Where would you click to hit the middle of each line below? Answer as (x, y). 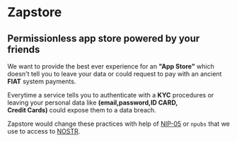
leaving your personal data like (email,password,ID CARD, (93, 102)
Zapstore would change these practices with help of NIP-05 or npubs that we (118, 124)
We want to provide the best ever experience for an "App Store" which (111, 66)
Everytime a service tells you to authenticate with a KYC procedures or (111, 95)
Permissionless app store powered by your (104, 39)
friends (24, 49)
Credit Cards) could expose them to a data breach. (82, 110)
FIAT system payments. (42, 81)
